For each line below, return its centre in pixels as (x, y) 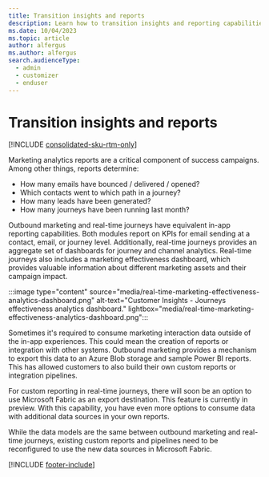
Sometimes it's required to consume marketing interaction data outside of (130, 333)
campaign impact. (38, 277)
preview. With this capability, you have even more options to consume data (132, 408)
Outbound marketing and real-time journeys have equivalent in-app (119, 225)
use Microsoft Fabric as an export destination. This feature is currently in (128, 400)
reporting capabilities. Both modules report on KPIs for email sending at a (129, 234)
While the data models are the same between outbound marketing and (124, 432)
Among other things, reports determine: (74, 168)
